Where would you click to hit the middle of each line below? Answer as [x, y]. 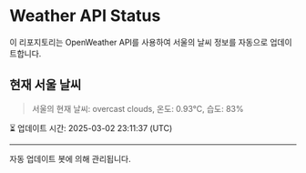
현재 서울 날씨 [46, 85]
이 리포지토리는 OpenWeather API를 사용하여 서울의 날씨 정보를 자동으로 [139, 42]
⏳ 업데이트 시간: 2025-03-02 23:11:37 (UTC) [91, 127]
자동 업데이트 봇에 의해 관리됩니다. [70, 158]
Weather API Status [85, 16]
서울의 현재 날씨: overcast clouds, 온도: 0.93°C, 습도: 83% [138, 108]
